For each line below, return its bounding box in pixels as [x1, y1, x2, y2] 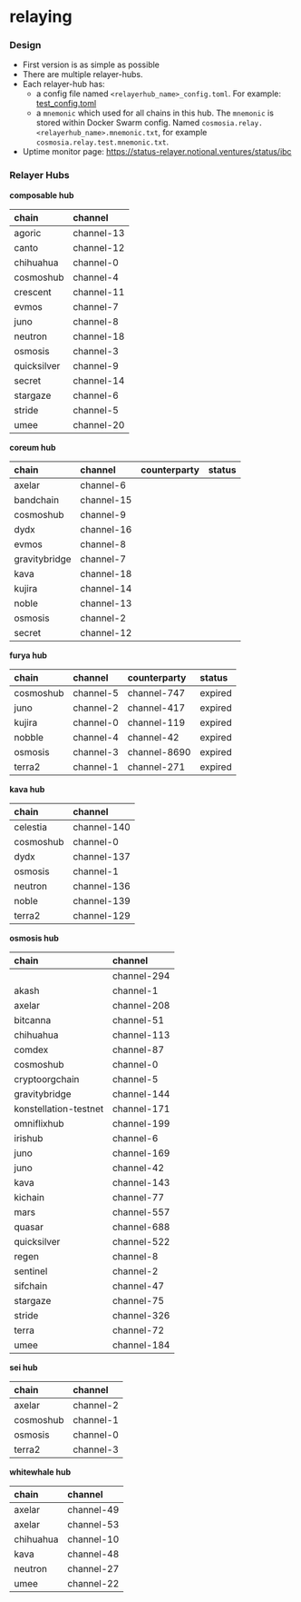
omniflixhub [14, 1117, 65, 1129]
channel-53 [67, 1517, 120, 1530]
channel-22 [67, 1577, 120, 1589]
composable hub [9, 189, 74, 201]
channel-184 [112, 1338, 170, 1351]
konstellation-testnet [14, 1102, 104, 1115]
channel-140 [72, 821, 131, 833]
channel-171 [112, 1102, 170, 1115]
